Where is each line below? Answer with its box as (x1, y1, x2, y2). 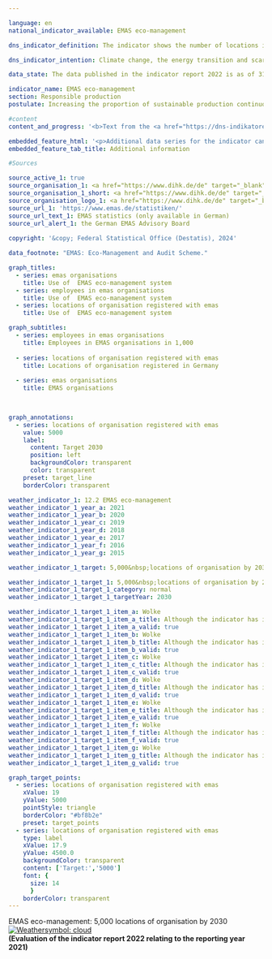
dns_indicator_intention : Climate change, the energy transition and (8, 56, 249, 64)
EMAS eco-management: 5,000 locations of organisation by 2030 (8, 917, 228, 927)
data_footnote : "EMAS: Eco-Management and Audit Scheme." (8, 249, 208, 257)
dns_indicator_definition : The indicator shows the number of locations (8, 41, 259, 50)
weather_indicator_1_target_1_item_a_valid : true (8, 623, 180, 631)
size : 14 (29, 879, 60, 888)
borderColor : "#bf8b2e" (23, 811, 104, 819)
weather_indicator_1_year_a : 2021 (8, 503, 125, 512)
